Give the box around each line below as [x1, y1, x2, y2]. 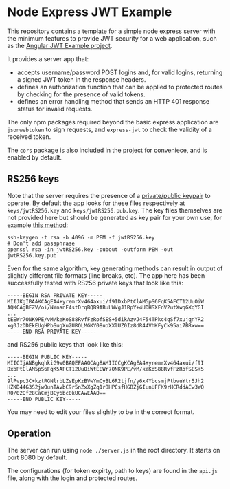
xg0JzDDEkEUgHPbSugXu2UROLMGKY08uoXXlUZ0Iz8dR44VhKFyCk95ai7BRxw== [7, 322, 205, 329]
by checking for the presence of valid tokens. [16, 90, 146, 98]
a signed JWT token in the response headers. [16, 75, 146, 83]
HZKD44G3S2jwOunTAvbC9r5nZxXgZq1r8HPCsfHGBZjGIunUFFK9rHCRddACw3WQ [7, 383, 205, 391]
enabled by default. [7, 153, 62, 162]
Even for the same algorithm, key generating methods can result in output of [7, 264, 223, 272]
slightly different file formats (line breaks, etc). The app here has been [7, 271, 205, 279]
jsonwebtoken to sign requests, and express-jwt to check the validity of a [7, 125, 213, 133]
